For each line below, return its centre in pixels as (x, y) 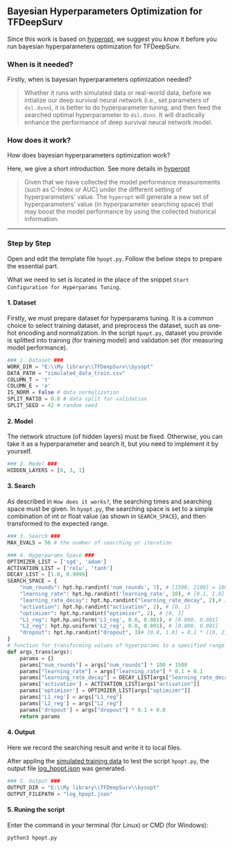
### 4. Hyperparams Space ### (51, 555)
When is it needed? (40, 64)
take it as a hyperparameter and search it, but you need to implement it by (113, 444)
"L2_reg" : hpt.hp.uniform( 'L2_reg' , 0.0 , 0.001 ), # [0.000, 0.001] (119, 626)
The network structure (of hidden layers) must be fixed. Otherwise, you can (115, 437)
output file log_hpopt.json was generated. (67, 768)
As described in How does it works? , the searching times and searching (110, 501)
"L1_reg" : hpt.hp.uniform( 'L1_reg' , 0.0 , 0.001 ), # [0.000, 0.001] (119, 620)
